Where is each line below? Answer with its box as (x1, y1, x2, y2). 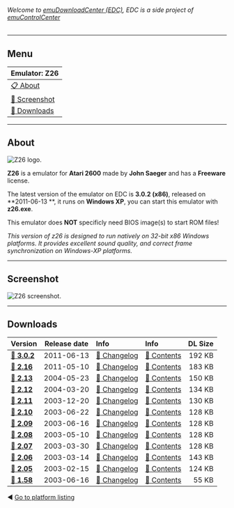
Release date (44, 339, 89, 348)
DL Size (187, 339, 214, 348)
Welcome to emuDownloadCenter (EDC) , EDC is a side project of (7, 6, 194, 14)
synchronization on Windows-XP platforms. (7, 246, 132, 254)
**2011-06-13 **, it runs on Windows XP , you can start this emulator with (7, 197, 218, 206)
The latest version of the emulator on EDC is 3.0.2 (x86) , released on (7, 190, 206, 198)
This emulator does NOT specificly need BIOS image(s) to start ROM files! (7, 218, 219, 226)
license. (7, 176, 30, 185)
